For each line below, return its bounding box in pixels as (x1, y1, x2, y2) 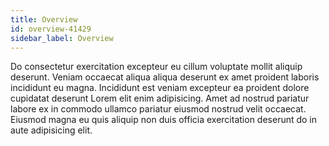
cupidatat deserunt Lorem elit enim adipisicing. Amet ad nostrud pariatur (10, 92, 310, 105)
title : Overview (10, 14, 78, 25)
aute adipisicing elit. (10, 124, 93, 136)
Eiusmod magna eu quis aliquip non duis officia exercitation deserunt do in (10, 114, 318, 126)
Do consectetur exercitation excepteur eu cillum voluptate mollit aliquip (10, 61, 303, 73)
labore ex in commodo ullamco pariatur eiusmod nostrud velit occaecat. (10, 103, 307, 115)
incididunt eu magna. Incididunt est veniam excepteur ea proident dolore (10, 82, 310, 94)
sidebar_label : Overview (10, 33, 114, 43)
